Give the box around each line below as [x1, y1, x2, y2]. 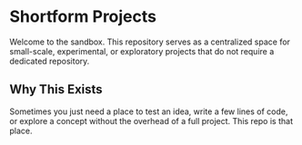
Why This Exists [9, 82, 103, 97]
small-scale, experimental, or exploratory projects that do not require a [9, 45, 275, 56]
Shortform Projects [9, 6, 157, 27]
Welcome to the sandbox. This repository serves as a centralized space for [9, 36, 291, 47]
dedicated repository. [9, 55, 90, 66]
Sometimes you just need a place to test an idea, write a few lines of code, [9, 106, 288, 117]
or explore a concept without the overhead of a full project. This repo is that [9, 115, 294, 126]
